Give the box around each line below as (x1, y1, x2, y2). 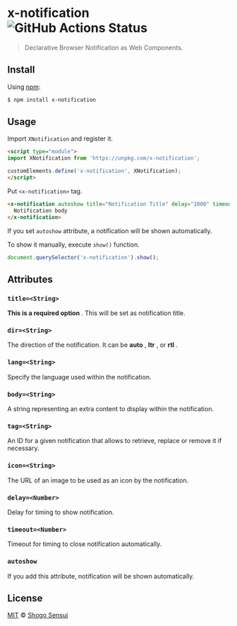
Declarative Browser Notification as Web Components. (24, 43, 183, 52)
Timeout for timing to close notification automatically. (7, 540, 162, 548)
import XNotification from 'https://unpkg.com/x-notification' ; (7, 155, 200, 162)
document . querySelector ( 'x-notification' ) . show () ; (7, 254, 159, 261)
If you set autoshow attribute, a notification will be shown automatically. (7, 226, 213, 235)
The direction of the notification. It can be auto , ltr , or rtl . (7, 341, 178, 349)
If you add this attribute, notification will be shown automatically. (7, 572, 195, 580)
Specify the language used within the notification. (7, 372, 152, 381)
